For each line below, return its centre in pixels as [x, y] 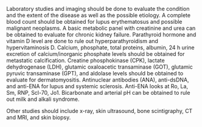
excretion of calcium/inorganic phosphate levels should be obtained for [96, 54]
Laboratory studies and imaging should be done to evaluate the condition [98, 9]
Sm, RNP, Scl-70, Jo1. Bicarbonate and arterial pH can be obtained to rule [98, 93]
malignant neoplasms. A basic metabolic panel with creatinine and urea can [101, 28]
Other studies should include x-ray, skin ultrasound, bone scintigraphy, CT [99, 111]
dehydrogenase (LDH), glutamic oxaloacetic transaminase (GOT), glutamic [100, 67]
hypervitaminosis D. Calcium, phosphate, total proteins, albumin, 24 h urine [100, 47]
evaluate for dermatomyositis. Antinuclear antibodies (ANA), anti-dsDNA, [98, 80]
